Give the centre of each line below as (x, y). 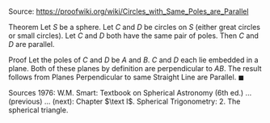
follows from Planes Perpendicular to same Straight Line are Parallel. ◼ (127, 77)
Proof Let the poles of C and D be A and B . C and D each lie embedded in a (133, 60)
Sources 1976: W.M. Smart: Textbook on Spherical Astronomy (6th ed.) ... (130, 93)
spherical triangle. (38, 110)
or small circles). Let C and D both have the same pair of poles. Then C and (133, 36)
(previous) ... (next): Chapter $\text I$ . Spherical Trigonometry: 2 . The (124, 102)
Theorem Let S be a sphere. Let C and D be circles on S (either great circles (135, 28)
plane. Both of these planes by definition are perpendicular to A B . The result (135, 69)
